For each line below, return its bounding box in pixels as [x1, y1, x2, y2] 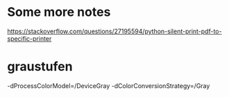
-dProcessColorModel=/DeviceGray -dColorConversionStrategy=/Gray [7, 81, 210, 90]
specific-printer [7, 34, 52, 42]
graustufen [7, 59, 73, 75]
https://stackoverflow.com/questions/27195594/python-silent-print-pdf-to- [7, 27, 222, 35]
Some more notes [7, 4, 111, 20]
